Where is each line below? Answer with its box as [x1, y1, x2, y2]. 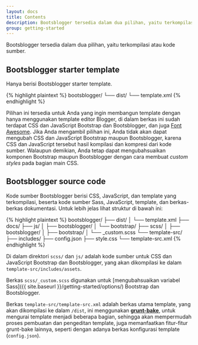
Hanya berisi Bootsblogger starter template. [6, 80, 113, 87]
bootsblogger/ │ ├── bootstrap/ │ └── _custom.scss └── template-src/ [6, 228, 183, 236]
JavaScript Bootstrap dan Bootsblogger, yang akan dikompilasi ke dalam [6, 259, 182, 266]
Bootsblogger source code [6, 176, 106, 186]
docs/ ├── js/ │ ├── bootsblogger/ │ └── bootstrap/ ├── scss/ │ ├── [6, 222, 180, 229]
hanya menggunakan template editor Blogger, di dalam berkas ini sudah [6, 116, 181, 123]
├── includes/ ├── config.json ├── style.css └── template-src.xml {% [6, 235, 181, 242]
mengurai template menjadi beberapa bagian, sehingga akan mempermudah [6, 313, 192, 320]
